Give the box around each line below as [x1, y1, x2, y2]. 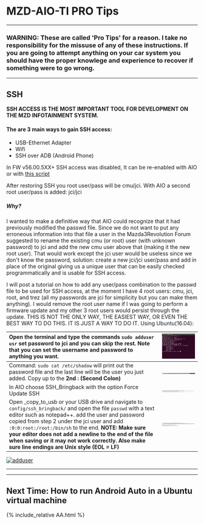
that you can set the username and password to [8, 346, 134, 353]
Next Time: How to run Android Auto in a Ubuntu [6, 486, 193, 496]
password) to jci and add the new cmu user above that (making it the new [6, 243, 190, 251]
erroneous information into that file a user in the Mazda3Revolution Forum [6, 231, 191, 238]
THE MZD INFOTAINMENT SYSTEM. [6, 112, 99, 119]
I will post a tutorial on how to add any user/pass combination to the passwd [6, 281, 197, 288]
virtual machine [6, 495, 67, 505]
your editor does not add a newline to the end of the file [8, 430, 154, 438]
